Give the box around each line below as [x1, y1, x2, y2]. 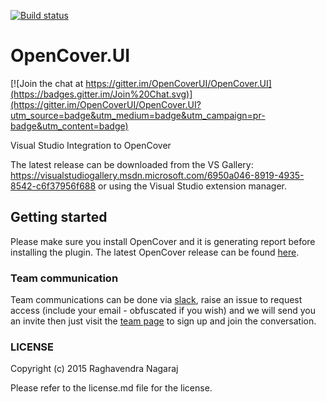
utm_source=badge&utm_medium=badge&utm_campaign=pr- [10, 109, 266, 121]
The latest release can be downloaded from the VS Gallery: [10, 158, 254, 170]
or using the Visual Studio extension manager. [98, 180, 287, 192]
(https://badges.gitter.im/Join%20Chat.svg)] [10, 88, 193, 100]
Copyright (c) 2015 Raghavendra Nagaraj [10, 363, 179, 375]
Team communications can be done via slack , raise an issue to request [10, 294, 303, 306]
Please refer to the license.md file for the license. [10, 382, 213, 394]
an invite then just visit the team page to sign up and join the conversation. [10, 315, 317, 327]
